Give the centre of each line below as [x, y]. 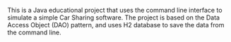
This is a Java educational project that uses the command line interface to [115, 10]
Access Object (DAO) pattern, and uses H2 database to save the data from [116, 25]
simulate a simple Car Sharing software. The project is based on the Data [114, 17]
